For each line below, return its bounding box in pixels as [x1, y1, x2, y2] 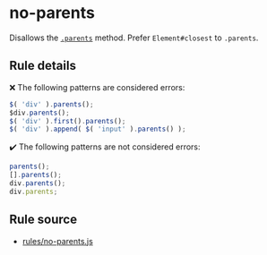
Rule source [9, 212, 78, 227]
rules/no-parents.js [22, 235, 94, 246]
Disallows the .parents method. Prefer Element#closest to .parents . [9, 32, 259, 43]
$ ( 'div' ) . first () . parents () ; [9, 116, 126, 125]
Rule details [9, 58, 76, 73]
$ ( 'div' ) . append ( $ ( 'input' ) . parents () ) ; [9, 124, 186, 134]
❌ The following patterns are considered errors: [9, 81, 185, 92]
